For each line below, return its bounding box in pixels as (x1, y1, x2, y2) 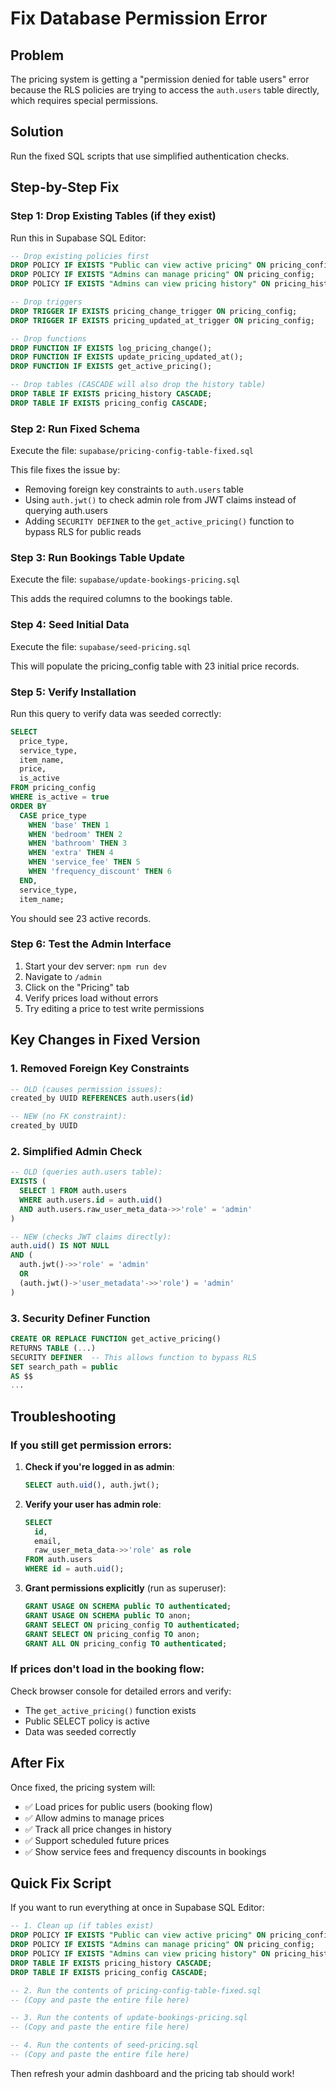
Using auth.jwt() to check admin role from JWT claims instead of (24, 494, 297, 506)
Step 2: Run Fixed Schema (10, 422, 140, 436)
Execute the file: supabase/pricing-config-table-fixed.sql (10, 445, 254, 457)
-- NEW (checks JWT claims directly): (10, 1232, 172, 1242)
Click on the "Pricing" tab (24, 981, 130, 993)
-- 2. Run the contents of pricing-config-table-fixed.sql (10, 1985, 262, 1996)
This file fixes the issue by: (10, 464, 121, 476)
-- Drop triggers (10, 297, 83, 307)
